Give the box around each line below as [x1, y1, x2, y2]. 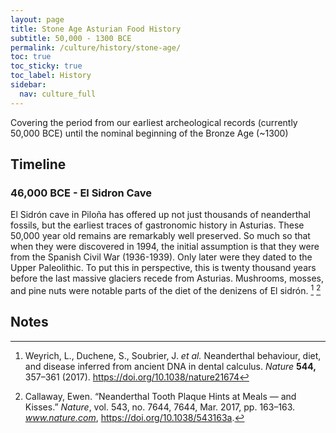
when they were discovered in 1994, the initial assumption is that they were [10, 241, 320, 253]
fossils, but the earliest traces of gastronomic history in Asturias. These [10, 219, 305, 231]
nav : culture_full [19, 89, 97, 99]
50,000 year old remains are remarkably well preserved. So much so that [10, 230, 311, 242]
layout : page [10, 14, 65, 25]
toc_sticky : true [10, 61, 83, 71]
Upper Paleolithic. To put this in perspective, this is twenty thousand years [10, 262, 317, 274]
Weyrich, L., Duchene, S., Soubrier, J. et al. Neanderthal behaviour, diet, [24, 349, 322, 361]
